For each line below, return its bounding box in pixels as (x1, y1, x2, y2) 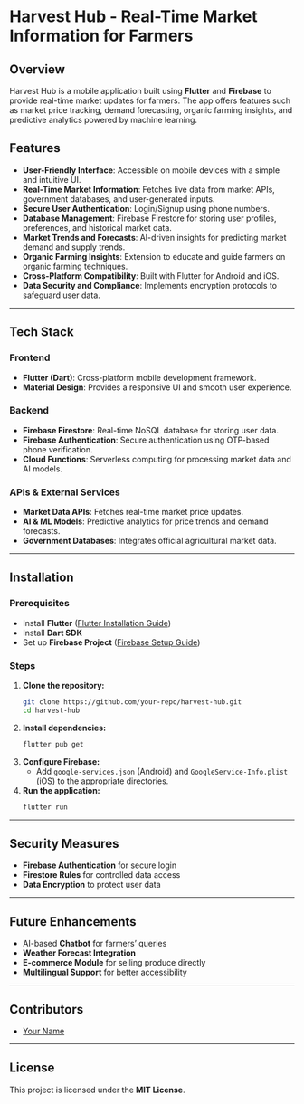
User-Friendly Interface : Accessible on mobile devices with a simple (22, 165, 280, 176)
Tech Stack (9, 324, 74, 340)
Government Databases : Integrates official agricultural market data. (22, 536, 278, 547)
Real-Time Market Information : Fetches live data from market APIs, (22, 184, 276, 195)
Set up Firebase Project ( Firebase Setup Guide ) (22, 636, 201, 648)
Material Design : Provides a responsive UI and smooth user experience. (22, 382, 292, 393)
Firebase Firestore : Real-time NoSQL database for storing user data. (22, 424, 279, 435)
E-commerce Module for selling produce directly (22, 957, 206, 968)
